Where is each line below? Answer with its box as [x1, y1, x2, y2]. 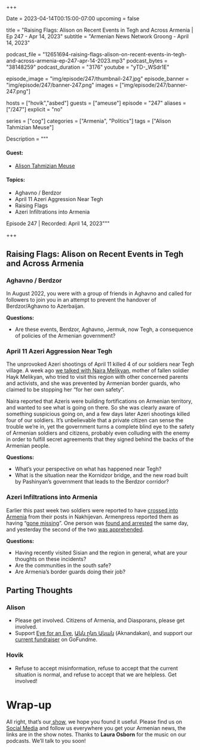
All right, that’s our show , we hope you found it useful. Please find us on [6, 718, 183, 725]
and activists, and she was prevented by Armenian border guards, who [6, 379, 180, 387]
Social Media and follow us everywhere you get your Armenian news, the [6, 724, 186, 731]
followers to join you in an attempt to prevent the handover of [6, 296, 156, 303]
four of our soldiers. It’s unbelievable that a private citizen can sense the [6, 417, 184, 424]
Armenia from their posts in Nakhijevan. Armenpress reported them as [6, 513, 179, 520]
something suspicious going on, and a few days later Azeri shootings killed [6, 411, 190, 418]
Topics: [6, 176, 26, 183]
